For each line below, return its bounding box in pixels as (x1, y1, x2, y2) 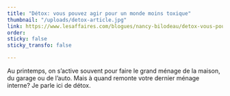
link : (7, 23, 23, 29)
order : (7, 29, 26, 36)
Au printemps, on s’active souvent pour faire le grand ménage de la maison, (7, 67, 220, 75)
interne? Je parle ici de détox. (7, 82, 91, 89)
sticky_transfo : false (7, 42, 72, 49)
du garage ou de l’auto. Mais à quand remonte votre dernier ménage (7, 74, 200, 82)
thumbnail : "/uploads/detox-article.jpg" (7, 16, 127, 23)
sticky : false (7, 36, 48, 43)
